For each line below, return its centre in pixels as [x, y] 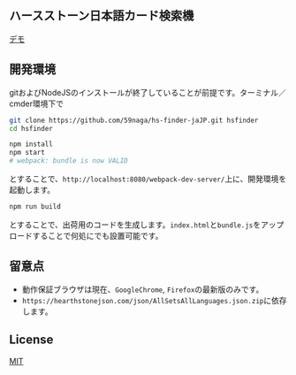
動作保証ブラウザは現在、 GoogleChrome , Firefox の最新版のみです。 [143, 289]
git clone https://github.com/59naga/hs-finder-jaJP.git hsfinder [134, 120]
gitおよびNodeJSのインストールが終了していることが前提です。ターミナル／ [148, 92]
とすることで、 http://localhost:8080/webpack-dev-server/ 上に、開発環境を [148, 179]
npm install [31, 144]
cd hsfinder [31, 128]
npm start [27, 153]
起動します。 [32, 190]
